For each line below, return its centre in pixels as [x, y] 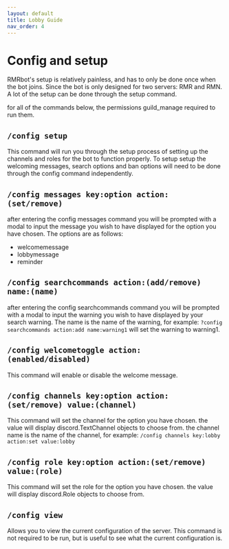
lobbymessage [38, 254]
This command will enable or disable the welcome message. [92, 375]
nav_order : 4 [26, 26]
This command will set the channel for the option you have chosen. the [108, 421]
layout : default [30, 13]
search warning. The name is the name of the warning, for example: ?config [115, 322]
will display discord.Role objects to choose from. [76, 495]
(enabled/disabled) [49, 359]
